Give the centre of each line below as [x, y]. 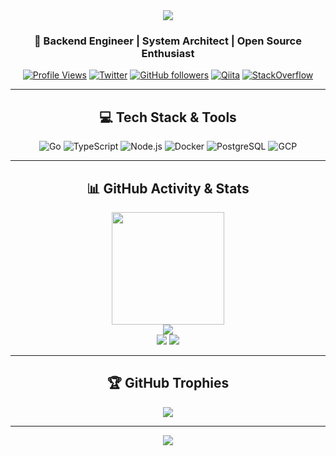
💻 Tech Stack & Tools [168, 117]
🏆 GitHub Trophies [168, 383]
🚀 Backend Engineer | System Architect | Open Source [168, 41]
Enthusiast [168, 53]
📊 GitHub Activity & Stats [168, 188]
